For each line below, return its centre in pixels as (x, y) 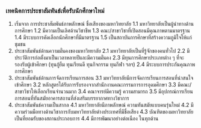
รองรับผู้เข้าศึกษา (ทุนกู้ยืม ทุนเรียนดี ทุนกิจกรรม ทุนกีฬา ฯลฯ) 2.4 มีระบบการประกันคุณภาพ (104, 64)
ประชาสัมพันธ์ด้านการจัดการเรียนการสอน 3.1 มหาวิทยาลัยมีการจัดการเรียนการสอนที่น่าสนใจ (104, 78)
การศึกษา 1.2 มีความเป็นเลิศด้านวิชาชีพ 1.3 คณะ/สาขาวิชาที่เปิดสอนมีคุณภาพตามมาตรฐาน (102, 31)
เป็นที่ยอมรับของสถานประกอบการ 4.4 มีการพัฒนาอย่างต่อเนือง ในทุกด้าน (86, 118)
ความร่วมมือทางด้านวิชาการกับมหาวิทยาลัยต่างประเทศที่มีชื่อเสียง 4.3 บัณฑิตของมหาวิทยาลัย (104, 112)
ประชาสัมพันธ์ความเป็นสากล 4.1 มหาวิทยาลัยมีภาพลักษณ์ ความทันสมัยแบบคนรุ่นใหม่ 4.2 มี (104, 105)
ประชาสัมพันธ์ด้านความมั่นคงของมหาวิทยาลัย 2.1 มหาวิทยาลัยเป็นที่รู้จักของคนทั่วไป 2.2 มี (102, 51)
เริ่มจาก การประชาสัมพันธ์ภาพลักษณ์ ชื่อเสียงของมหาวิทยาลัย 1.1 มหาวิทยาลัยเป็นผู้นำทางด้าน (104, 24)
